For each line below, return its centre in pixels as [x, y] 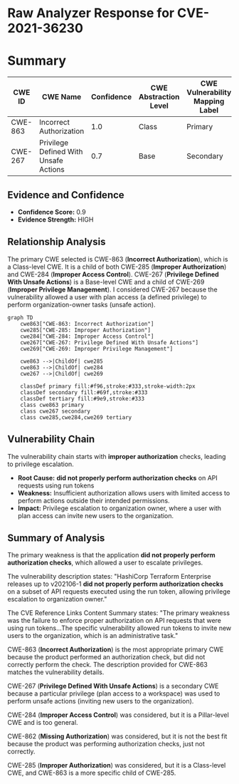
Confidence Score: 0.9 [52, 212]
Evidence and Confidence [66, 195]
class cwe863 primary [52, 405]
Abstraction [159, 97]
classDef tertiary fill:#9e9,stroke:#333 [82, 398]
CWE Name [62, 97]
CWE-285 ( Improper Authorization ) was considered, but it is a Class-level [117, 765]
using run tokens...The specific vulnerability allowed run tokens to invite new [119, 628]
